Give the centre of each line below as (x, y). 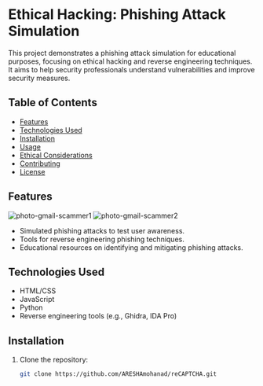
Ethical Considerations (56, 155)
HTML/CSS (38, 291)
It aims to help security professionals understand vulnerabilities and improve (131, 69)
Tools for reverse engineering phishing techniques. (102, 239)
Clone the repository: (54, 360)
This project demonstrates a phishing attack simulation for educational (122, 53)
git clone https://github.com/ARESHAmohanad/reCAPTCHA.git (118, 374)
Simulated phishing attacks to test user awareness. (102, 230)
